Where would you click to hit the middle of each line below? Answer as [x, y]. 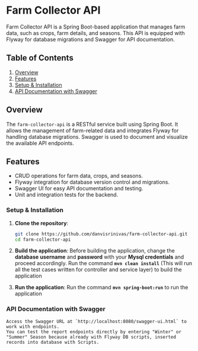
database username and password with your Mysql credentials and [99, 257]
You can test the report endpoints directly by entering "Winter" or [94, 332]
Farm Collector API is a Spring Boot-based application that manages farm [96, 27]
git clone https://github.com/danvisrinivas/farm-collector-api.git [101, 234]
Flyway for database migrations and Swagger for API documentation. [90, 39]
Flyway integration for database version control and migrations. [92, 182]
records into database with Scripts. [53, 342]
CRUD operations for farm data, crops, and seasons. [79, 176]
